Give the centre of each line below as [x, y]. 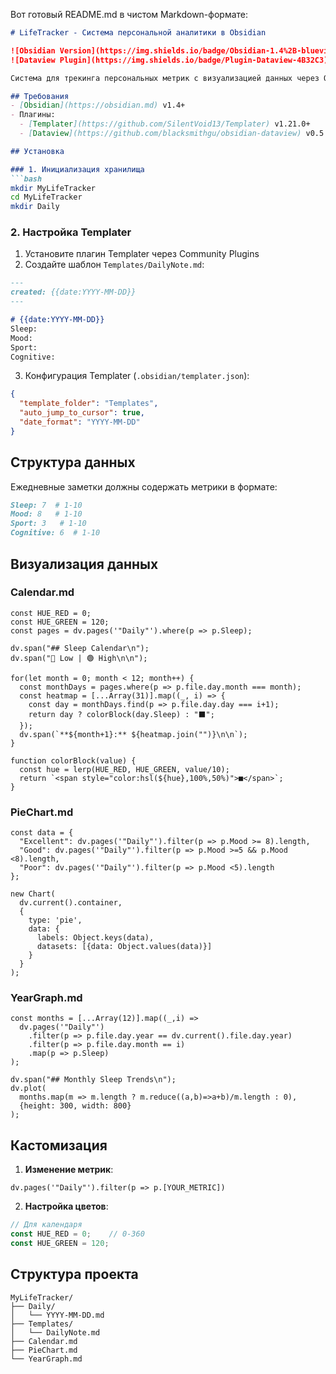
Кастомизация [59, 1145]
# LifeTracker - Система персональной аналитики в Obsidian [138, 33]
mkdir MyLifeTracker [53, 188]
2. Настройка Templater [71, 232]
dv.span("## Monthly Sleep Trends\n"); [93, 1080]
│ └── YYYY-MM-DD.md [57, 1315]
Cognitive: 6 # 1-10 [55, 533]
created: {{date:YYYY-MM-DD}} [73, 292]
